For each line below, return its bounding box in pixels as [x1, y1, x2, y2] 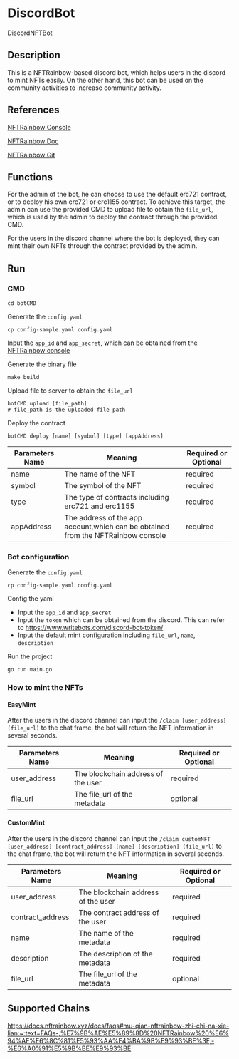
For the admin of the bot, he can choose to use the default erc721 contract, [7, 190, 228, 199]
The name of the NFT [64, 469, 136, 479]
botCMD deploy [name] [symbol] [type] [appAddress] [7, 433, 164, 440]
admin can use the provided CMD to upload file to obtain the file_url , [7, 205, 213, 214]
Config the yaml [7, 594, 55, 603]
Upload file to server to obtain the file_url [7, 386, 134, 395]
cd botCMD [7, 300, 37, 307]
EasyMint [7, 700, 36, 708]
